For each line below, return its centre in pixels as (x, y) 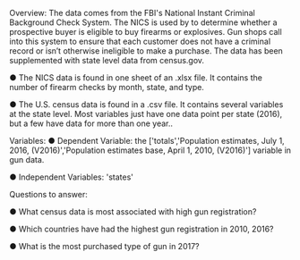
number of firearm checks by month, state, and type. (107, 87)
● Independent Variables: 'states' (72, 177)
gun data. (27, 159)
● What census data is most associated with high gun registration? (133, 212)
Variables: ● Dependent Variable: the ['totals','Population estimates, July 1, (147, 141)
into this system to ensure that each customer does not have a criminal (140, 41)
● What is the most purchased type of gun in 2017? (104, 246)
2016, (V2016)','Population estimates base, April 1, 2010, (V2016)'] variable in (150, 150)
